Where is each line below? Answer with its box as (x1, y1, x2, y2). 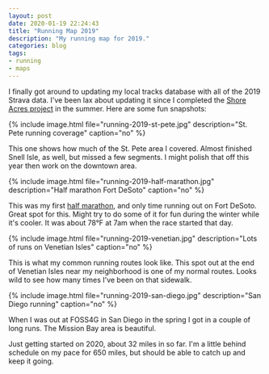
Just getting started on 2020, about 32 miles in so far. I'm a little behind (8, 338, 246, 348)
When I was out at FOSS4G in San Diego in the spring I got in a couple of (8, 314, 250, 324)
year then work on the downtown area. (8, 161, 137, 170)
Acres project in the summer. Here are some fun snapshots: (8, 103, 208, 113)
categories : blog (8, 42, 67, 50)
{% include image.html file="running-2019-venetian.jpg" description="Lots (8, 233, 258, 243)
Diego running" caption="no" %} (8, 299, 117, 309)
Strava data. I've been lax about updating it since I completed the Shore (8, 95, 246, 105)
